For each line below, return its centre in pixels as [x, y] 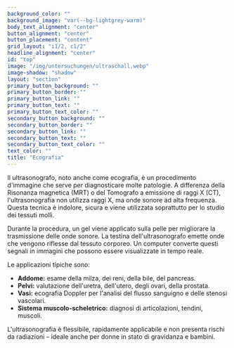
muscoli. [30, 315]
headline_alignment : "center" [52, 53]
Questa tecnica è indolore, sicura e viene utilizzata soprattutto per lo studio [116, 207]
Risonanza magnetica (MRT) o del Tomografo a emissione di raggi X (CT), [114, 192]
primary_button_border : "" [47, 92]
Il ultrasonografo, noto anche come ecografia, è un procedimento [102, 177]
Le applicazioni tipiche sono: [48, 264]
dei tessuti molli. [31, 214]
